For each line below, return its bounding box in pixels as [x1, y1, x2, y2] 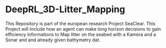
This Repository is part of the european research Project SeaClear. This [5, 20, 156, 27]
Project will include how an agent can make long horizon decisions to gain [5, 26, 161, 32]
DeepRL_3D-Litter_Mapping [5, 4, 125, 15]
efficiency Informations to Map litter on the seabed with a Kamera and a [5, 31, 156, 37]
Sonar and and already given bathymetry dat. [5, 37, 101, 43]
